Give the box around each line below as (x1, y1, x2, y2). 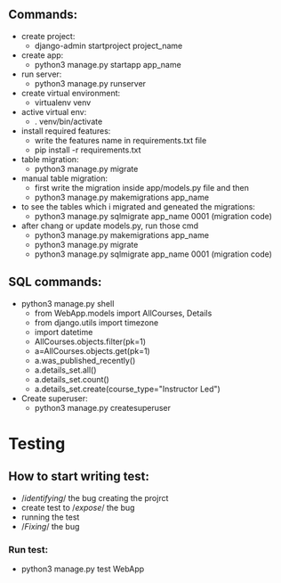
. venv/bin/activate (34, 116, 103, 127)
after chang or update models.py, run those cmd (20, 220, 199, 231)
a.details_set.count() (34, 374, 110, 384)
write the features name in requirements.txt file (34, 135, 207, 145)
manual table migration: (20, 173, 108, 184)
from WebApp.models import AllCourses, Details (34, 308, 213, 318)
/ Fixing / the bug (20, 521, 80, 531)
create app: (20, 49, 64, 61)
